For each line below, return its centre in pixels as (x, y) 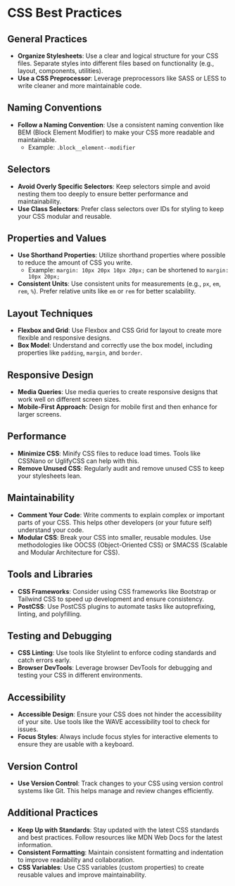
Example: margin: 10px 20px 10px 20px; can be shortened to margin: (128, 270)
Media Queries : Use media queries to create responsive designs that (118, 392)
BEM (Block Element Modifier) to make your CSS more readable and (116, 132)
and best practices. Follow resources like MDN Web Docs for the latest (120, 837)
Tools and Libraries (50, 575)
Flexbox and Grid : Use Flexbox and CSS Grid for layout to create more (119, 330)
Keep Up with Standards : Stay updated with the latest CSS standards (118, 830)
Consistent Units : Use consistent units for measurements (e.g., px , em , (119, 284)
